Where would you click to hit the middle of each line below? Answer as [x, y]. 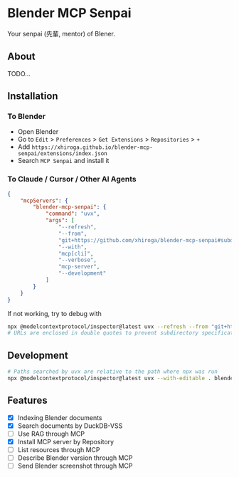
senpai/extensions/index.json [63, 154]
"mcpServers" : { [44, 201]
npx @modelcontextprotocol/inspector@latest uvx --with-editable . [110, 379]
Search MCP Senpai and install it [63, 161]
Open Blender [38, 132]
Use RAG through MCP [51, 434]
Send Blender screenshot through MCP [75, 466]
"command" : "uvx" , [73, 214]
